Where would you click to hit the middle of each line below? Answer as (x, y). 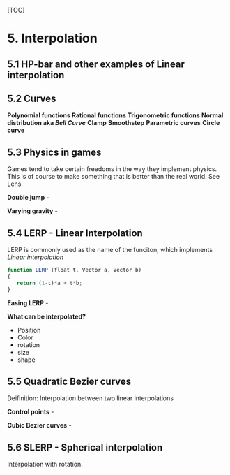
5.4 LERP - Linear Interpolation (75, 233)
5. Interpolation (52, 38)
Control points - (31, 412)
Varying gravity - (32, 211)
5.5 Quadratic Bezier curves (69, 381)
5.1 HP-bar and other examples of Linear (96, 64)
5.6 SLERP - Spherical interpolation (85, 447)
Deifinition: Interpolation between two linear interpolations (91, 398)
